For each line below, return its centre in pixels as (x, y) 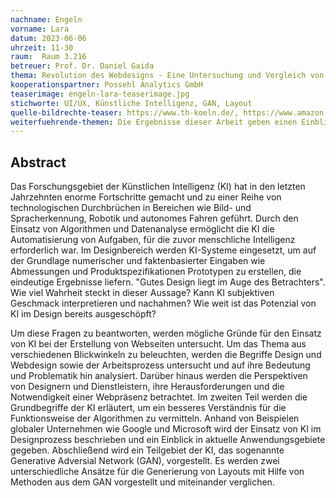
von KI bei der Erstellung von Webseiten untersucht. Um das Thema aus (158, 344)
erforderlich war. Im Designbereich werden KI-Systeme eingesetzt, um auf (163, 250)
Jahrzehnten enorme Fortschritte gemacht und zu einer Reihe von (146, 197)
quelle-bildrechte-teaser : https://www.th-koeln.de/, (125, 112)
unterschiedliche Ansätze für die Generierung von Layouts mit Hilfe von (157, 472)
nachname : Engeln (46, 19)
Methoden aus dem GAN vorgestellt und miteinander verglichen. (142, 482)
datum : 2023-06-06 (48, 38)
